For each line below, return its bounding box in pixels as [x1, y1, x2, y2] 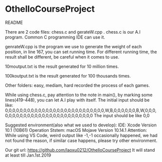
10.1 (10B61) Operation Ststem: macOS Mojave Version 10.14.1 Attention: [5, 127, 147, 133]
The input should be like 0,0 [94, 112, 150, 118]
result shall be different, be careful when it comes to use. [5, 54, 119, 60]
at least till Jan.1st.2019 [5, 152, 51, 158]
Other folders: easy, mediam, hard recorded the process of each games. [5, 82, 150, 88]
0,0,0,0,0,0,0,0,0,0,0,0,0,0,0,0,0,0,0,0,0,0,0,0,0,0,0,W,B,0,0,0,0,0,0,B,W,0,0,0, [5, 107, 157, 113]
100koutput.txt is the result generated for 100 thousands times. [5, 73, 131, 79]
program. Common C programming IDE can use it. [5, 34, 106, 40]
